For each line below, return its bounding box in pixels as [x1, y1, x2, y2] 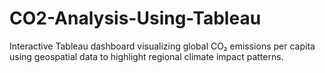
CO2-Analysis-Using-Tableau [9, 7, 262, 30]
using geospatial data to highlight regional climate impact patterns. [9, 50, 284, 62]
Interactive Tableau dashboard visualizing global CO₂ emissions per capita [9, 40, 316, 52]
